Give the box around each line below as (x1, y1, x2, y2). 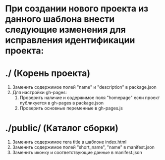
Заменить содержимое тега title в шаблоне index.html (12, 139, 127, 145)
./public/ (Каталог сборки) (5, 122, 119, 134)
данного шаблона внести (5, 13, 115, 25)
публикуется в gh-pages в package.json (19, 100, 104, 106)
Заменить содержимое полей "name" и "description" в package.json (12, 84, 157, 90)
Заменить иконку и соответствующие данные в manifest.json (12, 150, 142, 156)
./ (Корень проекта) (5, 68, 91, 79)
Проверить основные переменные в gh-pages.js (19, 105, 123, 111)
